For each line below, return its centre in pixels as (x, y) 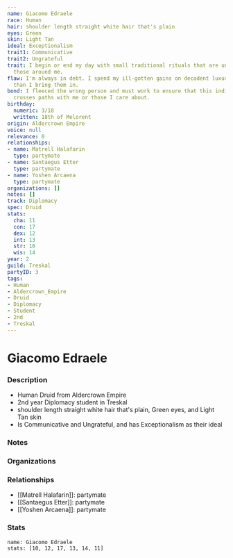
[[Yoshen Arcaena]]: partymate (61, 510)
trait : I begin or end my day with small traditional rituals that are (113, 65)
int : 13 (25, 240)
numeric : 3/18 (34, 110)
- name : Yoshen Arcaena (42, 175)
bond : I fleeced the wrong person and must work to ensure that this (110, 91)
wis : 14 (25, 253)
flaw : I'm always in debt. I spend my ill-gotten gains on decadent (108, 78)
